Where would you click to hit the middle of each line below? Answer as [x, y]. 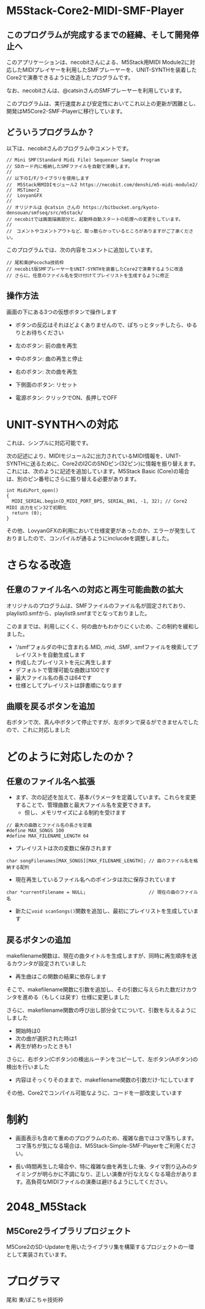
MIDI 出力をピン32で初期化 [37, 507]
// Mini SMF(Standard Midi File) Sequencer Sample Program [83, 160]
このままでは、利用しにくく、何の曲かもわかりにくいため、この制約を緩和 [100, 626]
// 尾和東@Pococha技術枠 [35, 262]
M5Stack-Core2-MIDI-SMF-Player [95, 11]
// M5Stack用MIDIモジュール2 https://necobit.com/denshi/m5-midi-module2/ [102, 184]
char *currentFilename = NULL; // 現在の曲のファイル [102, 892]
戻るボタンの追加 [39, 940]
